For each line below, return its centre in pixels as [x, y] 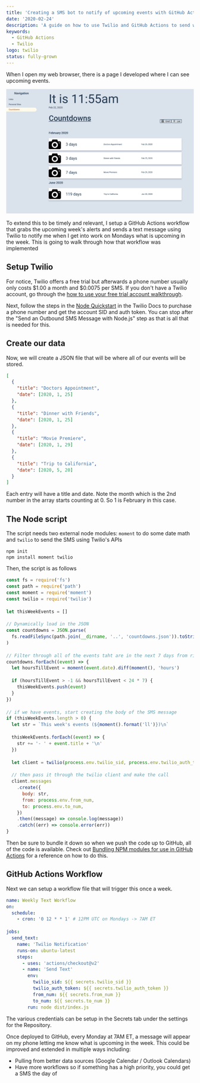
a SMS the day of [36, 1073]
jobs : [13, 932]
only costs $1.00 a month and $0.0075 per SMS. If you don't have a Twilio [97, 288]
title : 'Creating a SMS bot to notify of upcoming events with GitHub [96, 13]
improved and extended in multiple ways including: [68, 1049]
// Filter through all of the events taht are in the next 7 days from [97, 656]
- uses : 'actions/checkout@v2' [61, 963]
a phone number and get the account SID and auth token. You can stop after [100, 312]
